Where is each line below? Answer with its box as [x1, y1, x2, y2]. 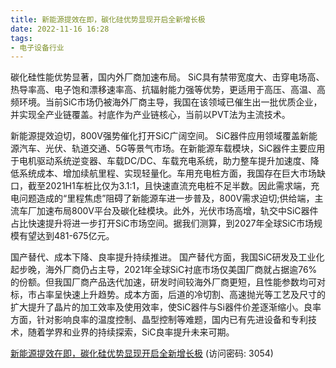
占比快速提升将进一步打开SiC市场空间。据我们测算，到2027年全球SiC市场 [10, 217, 315, 230]
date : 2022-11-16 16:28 [10, 24, 110, 34]
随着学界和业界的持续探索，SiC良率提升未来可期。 [27, 326, 235, 338]
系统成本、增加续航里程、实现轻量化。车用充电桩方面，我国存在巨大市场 [18, 167, 317, 180]
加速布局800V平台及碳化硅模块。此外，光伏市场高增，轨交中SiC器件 [36, 205, 319, 217]
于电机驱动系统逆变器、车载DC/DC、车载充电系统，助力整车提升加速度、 [10, 155, 311, 167]
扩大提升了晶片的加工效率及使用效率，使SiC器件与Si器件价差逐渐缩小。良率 [10, 301, 322, 313]
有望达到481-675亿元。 [18, 230, 115, 242]
